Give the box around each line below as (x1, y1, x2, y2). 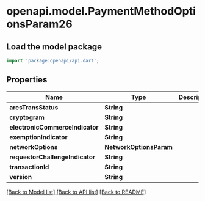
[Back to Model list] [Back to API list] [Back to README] (6, 188, 146, 196)
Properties (6, 75, 48, 85)
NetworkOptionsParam (104, 142, 173, 151)
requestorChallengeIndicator (9, 153, 96, 161)
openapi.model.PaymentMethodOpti (6, 4, 196, 18)
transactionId (9, 163, 49, 171)
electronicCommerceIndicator (9, 123, 99, 131)
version (9, 172, 32, 181)
